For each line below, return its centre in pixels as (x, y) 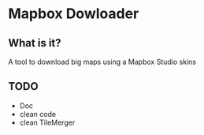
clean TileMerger (47, 122)
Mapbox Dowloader (74, 14)
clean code (38, 114)
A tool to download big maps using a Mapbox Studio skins (102, 62)
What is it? (35, 43)
